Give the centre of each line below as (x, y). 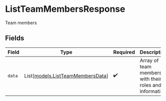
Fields (15, 38)
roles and (150, 85)
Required (124, 52)
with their (150, 79)
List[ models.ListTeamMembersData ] (66, 76)
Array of (149, 60)
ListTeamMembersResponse (65, 9)
